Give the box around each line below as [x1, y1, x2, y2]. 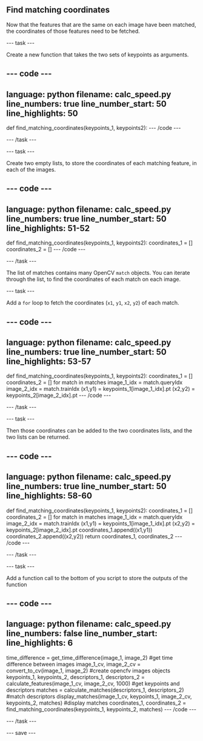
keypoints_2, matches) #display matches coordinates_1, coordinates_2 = [6, 699, 187, 706]
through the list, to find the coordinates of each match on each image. [6, 276, 181, 283]
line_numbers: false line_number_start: [6, 628, 158, 639]
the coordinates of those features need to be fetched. [6, 27, 141, 35]
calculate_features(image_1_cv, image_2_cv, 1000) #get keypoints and [6, 680, 180, 687]
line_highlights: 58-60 [6, 491, 93, 501]
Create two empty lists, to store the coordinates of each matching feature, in [6, 160, 197, 167]
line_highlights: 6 [6, 638, 73, 648]
